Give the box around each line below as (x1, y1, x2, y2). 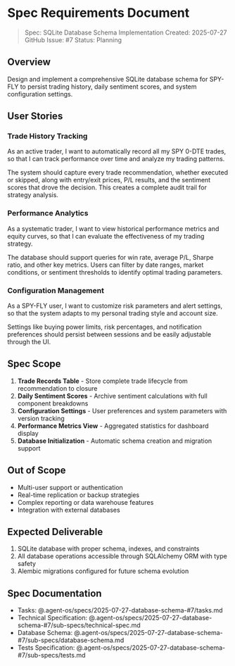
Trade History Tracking (7, 132, 88, 142)
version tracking (17, 414, 65, 422)
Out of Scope (7, 465, 66, 477)
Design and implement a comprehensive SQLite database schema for (7, 75, 208, 83)
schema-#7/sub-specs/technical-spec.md (17, 621, 141, 629)
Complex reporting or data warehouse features (17, 498, 154, 506)
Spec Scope (7, 358, 61, 370)
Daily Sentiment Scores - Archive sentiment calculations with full (17, 391, 208, 400)
